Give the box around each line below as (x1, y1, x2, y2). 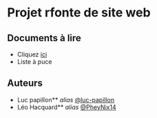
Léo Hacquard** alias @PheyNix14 (17, 103, 116, 111)
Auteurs (7, 78, 43, 89)
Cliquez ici (17, 50, 48, 58)
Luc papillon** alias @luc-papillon (17, 95, 115, 104)
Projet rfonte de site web (7, 5, 151, 21)
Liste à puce (17, 58, 52, 66)
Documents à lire (7, 32, 81, 44)
